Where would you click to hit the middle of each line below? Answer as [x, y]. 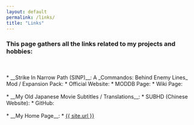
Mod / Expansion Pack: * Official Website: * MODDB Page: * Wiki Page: [94, 84]
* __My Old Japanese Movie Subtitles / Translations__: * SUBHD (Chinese [97, 96]
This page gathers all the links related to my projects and [91, 44]
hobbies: [20, 52]
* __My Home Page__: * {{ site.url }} [50, 115]
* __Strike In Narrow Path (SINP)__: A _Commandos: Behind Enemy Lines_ [97, 77]
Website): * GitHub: [30, 103]
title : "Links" [25, 23]
